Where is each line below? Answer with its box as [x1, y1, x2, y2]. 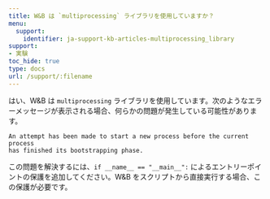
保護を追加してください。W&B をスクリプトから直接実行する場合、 [29, 171, 255, 181]
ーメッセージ [8, 106, 51, 115]
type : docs [8, 65, 46, 73]
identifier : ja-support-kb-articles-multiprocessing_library [23, 34, 234, 43]
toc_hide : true [8, 58, 60, 66]
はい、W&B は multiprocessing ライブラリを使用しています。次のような [8, 95, 248, 106]
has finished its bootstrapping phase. [8, 146, 144, 154]
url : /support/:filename [8, 72, 93, 80]
